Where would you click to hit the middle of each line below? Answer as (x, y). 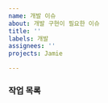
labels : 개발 (29, 39)
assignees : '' (32, 46)
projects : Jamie (35, 54)
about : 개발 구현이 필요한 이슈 (54, 24)
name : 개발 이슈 (32, 16)
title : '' (25, 31)
